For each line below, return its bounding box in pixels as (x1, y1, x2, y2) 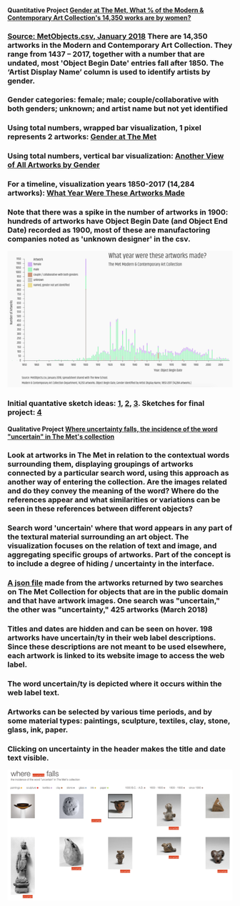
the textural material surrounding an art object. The (7, 532, 189, 542)
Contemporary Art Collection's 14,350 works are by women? (7, 13, 191, 21)
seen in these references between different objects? (7, 504, 193, 514)
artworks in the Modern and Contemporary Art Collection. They (7, 40, 233, 50)
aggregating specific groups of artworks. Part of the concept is (7, 550, 231, 560)
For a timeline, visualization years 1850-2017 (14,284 (7, 179, 195, 189)
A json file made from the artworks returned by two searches (7, 577, 224, 587)
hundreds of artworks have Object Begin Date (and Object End (7, 216, 228, 226)
